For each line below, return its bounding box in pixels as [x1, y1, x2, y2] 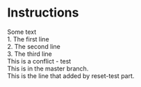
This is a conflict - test [7, 57, 72, 65]
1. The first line [7, 35, 50, 43]
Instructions [7, 5, 79, 21]
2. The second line [7, 42, 60, 50]
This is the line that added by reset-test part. [7, 71, 135, 80]
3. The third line [7, 50, 52, 58]
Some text [7, 28, 37, 36]
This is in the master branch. [7, 64, 89, 72]
